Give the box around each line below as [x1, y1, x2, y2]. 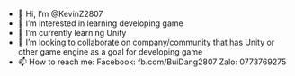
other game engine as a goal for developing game [17, 46, 203, 57]
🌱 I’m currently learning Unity [17, 28, 127, 38]
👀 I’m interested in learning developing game [17, 18, 183, 29]
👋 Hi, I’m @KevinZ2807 [17, 9, 103, 19]
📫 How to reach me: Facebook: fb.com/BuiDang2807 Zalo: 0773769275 [17, 56, 287, 67]
